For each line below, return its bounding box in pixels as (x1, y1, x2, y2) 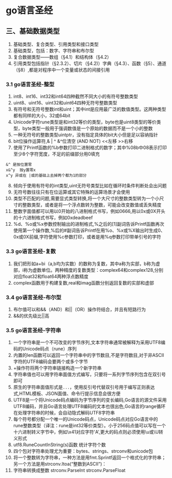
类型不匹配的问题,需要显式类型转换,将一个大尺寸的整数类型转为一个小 (13, 195, 160, 202)
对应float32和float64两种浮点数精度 (13, 273, 89, 279)
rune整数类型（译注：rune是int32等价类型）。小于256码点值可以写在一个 (13, 423, 166, 429)
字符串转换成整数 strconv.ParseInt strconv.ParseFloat (13, 467, 126, 473)
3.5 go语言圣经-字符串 (6, 327, 61, 334)
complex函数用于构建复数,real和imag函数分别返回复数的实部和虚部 (13, 279, 154, 286)
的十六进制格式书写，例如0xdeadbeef (13, 214, 93, 221)
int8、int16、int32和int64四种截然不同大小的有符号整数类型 (13, 93, 138, 100)
